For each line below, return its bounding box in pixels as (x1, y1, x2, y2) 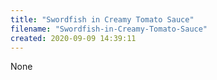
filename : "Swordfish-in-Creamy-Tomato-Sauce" (10, 24, 208, 34)
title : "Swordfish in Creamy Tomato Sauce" (10, 14, 195, 25)
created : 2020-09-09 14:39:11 (10, 33, 137, 43)
